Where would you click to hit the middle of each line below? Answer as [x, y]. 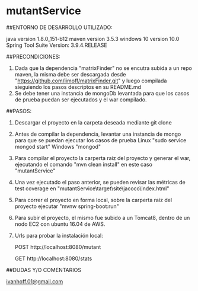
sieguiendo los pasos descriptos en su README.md [78, 87]
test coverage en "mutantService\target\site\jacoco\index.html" [92, 188]
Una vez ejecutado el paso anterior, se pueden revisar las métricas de [100, 182]
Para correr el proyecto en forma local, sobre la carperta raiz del [93, 200]
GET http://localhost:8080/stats [53, 258]
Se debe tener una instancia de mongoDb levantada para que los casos [102, 93]
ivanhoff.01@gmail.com [35, 281]
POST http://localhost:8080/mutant [58, 247]
